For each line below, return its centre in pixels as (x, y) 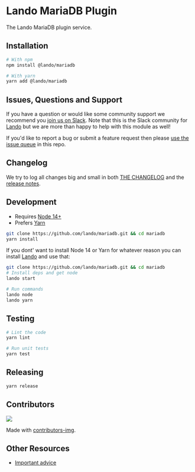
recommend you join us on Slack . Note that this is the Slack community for (97, 120)
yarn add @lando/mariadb (37, 81)
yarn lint (18, 338)
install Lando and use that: (38, 256)
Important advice (35, 463)
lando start (21, 279)
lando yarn (19, 300)
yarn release (22, 386)
